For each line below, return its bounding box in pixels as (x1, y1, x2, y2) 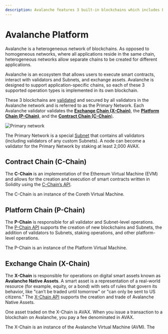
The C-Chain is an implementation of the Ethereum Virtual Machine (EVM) (5, 171, 158, 177)
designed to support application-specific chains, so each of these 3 (5, 82, 145, 88)
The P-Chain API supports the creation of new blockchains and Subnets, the (5, 224, 162, 231)
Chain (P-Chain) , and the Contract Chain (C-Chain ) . (5, 113, 114, 119)
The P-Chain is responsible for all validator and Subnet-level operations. (5, 219, 154, 225)
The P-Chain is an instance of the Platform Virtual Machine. (5, 245, 127, 251)
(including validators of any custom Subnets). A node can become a (5, 137, 145, 143)
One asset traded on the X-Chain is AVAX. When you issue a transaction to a (5, 309, 163, 315)
